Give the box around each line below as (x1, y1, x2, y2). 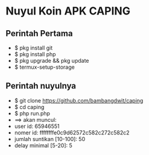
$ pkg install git (14, 44, 53, 51)
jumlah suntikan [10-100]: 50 (14, 135, 86, 142)
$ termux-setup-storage (14, 63, 75, 71)
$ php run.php (14, 110, 51, 117)
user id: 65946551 (14, 122, 60, 130)
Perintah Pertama (5, 28, 73, 39)
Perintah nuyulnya (5, 81, 77, 91)
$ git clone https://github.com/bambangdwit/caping (14, 96, 144, 104)
